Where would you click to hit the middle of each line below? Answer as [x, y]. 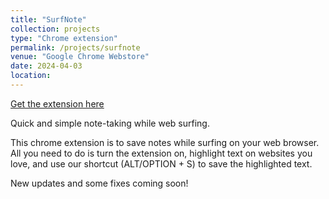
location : [31, 76]
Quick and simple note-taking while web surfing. [110, 123]
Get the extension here [57, 103]
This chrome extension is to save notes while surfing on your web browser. [165, 142]
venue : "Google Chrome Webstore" [80, 57]
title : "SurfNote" [48, 19]
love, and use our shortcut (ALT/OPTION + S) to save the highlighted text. [161, 163]
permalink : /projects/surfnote [75, 47]
